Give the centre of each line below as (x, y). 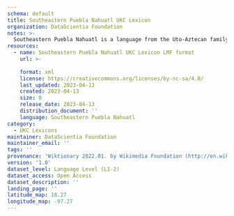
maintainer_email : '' (39, 144)
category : (22, 124)
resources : (23, 46)
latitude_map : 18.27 (37, 195)
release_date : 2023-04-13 (57, 105)
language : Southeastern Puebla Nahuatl (78, 117)
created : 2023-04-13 (49, 91)
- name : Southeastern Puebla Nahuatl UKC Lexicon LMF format (104, 53)
